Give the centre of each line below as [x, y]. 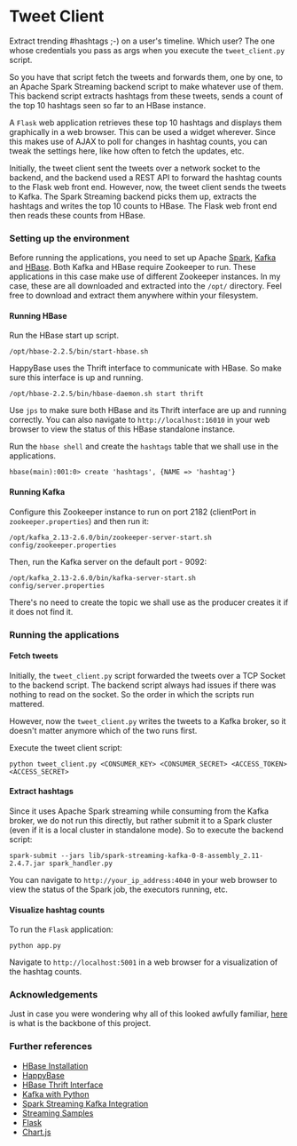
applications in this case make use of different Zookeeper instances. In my [145, 276]
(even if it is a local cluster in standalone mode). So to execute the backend [146, 830]
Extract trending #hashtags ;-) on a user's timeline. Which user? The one [142, 41]
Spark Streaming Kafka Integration [85, 1103]
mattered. [27, 704]
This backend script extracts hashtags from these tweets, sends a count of [146, 96]
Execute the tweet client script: [66, 747]
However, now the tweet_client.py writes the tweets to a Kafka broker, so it [148, 720]
